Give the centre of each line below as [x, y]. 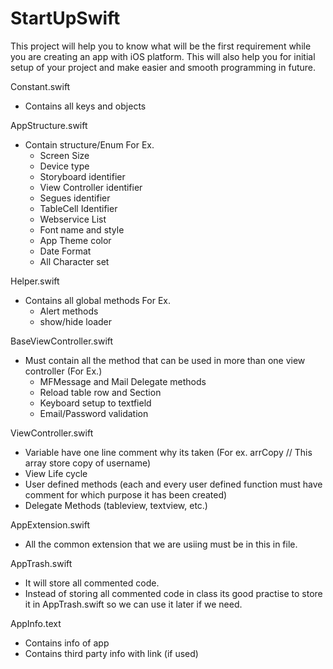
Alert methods [69, 311]
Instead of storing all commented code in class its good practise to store [173, 593]
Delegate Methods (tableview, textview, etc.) [116, 505]
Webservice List [73, 219]
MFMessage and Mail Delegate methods [123, 381]
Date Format [65, 251]
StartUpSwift [65, 18]
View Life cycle [56, 473]
